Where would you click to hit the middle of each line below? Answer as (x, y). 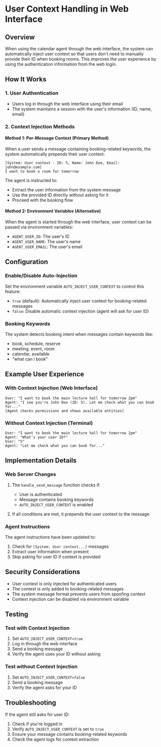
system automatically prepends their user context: (55, 154)
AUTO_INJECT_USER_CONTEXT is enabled (56, 504)
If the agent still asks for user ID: (37, 714)
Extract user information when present (50, 551)
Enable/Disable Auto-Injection (41, 276)
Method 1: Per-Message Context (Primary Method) (57, 138)
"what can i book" (30, 359)
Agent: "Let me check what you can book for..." (55, 446)
